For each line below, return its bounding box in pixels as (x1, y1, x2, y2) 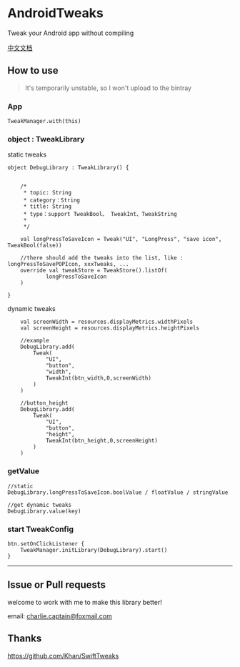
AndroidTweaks (7, 5, 104, 21)
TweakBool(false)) (7, 242, 62, 249)
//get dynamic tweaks (7, 501, 72, 508)
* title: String (23, 203, 72, 210)
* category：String (23, 197, 81, 204)
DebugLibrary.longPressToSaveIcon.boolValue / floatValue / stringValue (7, 488, 229, 496)
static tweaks (7, 150, 47, 159)
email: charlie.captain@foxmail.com (7, 611, 113, 620)
